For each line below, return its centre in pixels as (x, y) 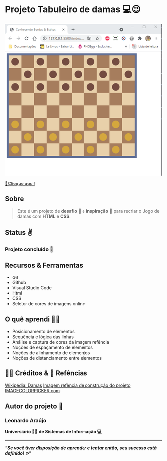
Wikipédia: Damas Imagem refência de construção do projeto (68, 385)
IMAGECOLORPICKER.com (33, 390)
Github (19, 282)
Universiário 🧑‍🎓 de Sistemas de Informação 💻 (53, 432)
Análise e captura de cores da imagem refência (61, 342)
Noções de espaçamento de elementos (53, 347)
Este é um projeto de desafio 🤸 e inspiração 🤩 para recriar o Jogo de (88, 211)
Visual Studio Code (32, 288)
